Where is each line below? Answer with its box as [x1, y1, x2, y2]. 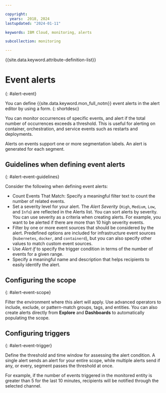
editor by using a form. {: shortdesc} [5, 105, 79, 112]
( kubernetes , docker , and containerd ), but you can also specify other [12, 235, 152, 241]
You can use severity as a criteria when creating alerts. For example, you [12, 214, 161, 220]
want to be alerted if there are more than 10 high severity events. [12, 219, 145, 225]
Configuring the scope [5, 276, 76, 285]
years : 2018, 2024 [9, 16, 50, 21]
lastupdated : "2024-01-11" [5, 21, 61, 26]
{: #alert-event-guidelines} [5, 174, 59, 180]
